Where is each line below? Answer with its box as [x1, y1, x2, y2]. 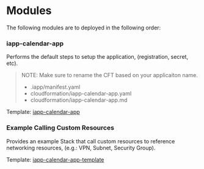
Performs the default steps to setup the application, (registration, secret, [6, 53, 188, 61]
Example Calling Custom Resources [6, 124, 115, 132]
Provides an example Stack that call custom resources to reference [6, 137, 175, 145]
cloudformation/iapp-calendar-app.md [30, 96, 128, 104]
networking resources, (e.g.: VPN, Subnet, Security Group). [6, 144, 156, 151]
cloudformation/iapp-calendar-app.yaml [30, 90, 132, 97]
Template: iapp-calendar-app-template [6, 156, 104, 163]
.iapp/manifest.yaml [30, 83, 81, 91]
